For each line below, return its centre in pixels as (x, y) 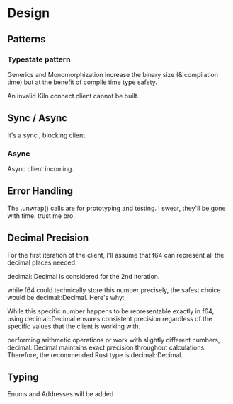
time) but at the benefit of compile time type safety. (82, 82)
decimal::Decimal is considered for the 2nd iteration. (84, 276)
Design (29, 13)
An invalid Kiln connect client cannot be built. (73, 96)
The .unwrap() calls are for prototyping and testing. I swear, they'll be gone (116, 208)
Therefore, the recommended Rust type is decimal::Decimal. (95, 354)
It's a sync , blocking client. (47, 135)
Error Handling (40, 191)
